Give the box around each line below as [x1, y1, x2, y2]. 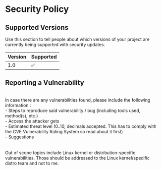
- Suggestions [5, 134, 34, 140]
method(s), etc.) [5, 113, 38, 118]
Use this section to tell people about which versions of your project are [5, 36, 150, 42]
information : [5, 102, 31, 108]
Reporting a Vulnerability [5, 78, 84, 87]
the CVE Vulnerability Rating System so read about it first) [5, 128, 123, 134]
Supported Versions [5, 23, 68, 32]
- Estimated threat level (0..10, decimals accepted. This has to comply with [5, 123, 157, 129]
